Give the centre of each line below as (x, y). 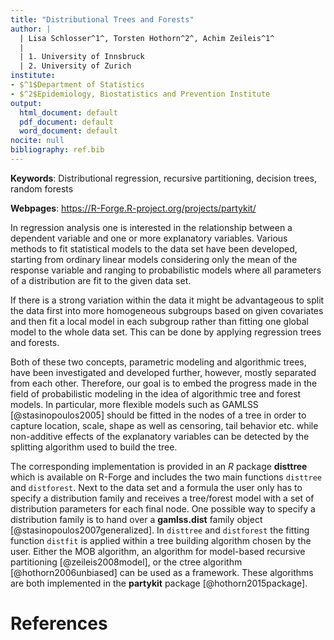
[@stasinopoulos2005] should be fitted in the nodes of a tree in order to (158, 415)
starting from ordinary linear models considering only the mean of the (154, 259)
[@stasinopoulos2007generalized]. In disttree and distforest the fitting (160, 530)
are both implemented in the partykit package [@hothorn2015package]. (159, 583)
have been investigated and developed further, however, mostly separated (163, 372)
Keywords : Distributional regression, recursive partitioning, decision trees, (164, 178)
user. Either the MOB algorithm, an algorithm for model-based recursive (158, 551)
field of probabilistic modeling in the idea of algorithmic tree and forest (156, 393)
